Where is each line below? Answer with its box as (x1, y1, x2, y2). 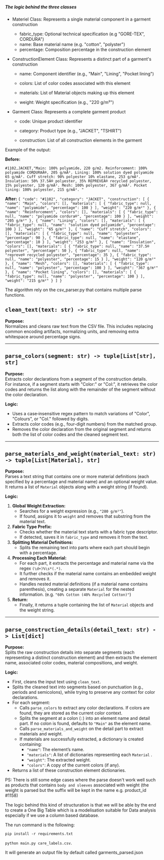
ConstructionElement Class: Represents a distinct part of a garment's (12, 56, 152, 62)
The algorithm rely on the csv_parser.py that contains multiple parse (5, 287, 142, 293)
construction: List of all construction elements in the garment (19, 137, 143, 143)
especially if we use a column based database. (5, 812, 99, 818)
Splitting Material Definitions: (12, 539, 73, 545)
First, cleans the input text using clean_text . (12, 679, 102, 685)
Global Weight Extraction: (12, 503, 66, 509)
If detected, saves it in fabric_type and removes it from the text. (19, 534, 149, 540)
